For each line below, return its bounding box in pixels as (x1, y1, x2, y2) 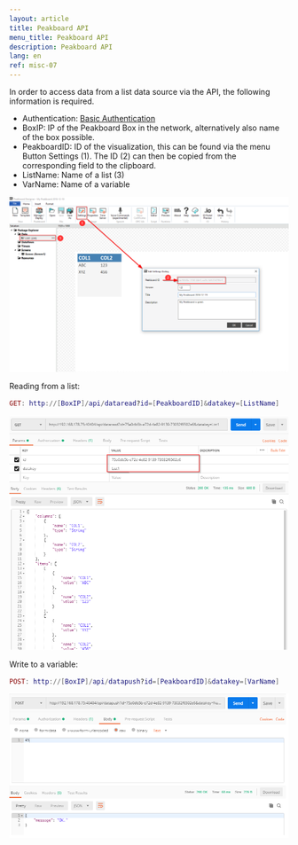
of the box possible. (21, 132, 95, 142)
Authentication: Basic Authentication (21, 113, 156, 123)
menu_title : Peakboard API (9, 33, 109, 42)
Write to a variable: (9, 659, 78, 669)
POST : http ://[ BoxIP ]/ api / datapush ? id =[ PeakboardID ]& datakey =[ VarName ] (9, 677, 279, 686)
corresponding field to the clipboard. (21, 160, 157, 170)
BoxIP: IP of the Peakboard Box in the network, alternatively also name (21, 122, 280, 133)
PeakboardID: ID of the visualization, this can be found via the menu (21, 142, 271, 152)
